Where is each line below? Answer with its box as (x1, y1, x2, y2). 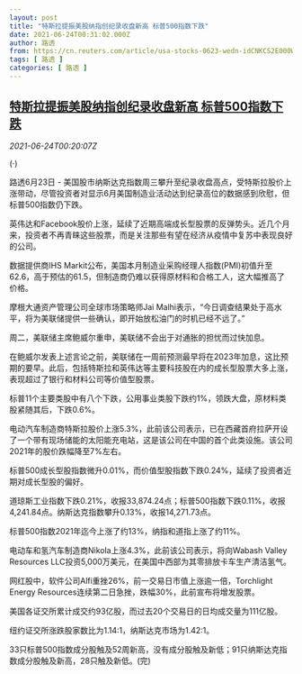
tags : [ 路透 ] (9, 55, 64, 64)
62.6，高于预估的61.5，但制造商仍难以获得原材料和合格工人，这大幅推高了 (9, 271, 286, 282)
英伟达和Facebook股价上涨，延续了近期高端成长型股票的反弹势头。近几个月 (9, 218, 290, 229)
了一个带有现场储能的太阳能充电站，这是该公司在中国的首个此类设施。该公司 (9, 434, 293, 445)
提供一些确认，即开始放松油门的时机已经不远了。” (64, 313, 245, 323)
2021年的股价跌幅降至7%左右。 (9, 445, 127, 456)
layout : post (9, 13, 58, 23)
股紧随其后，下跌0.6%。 (9, 404, 101, 414)
